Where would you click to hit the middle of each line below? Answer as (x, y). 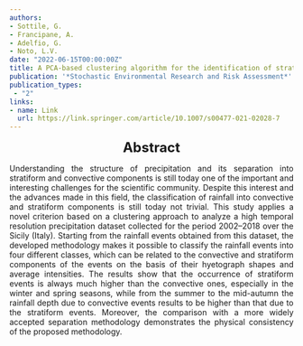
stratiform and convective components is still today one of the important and (151, 178)
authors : (26, 18)
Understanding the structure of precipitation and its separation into (151, 169)
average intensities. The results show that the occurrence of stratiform (151, 274)
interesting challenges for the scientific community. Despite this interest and (151, 188)
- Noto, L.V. (34, 51)
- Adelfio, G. (36, 43)
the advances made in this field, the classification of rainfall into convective (151, 197)
